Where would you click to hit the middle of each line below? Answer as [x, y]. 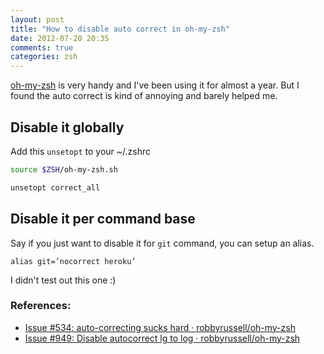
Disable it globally [67, 127]
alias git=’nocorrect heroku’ [73, 261]
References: [41, 306]
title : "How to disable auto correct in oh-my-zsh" [120, 29]
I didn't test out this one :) [63, 280]
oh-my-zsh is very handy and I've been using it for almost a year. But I [155, 85]
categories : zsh [44, 57]
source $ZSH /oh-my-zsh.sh [64, 169]
